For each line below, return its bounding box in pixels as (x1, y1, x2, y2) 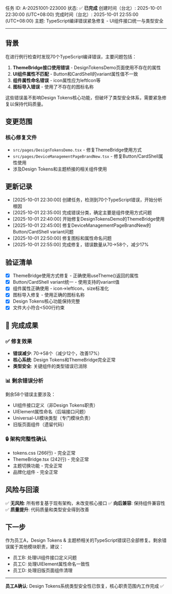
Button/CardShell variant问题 (12, 229, 74, 235)
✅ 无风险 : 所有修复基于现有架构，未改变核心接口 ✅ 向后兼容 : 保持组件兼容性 (5, 500, 165, 506)
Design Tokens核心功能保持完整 (12, 298, 80, 304)
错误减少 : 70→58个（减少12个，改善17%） (12, 350, 102, 356)
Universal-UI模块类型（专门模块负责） (12, 415, 94, 421)
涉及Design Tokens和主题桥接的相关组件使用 (12, 166, 107, 172)
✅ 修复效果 (5, 337, 32, 345)
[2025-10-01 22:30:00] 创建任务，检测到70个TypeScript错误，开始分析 (12, 197, 163, 203)
